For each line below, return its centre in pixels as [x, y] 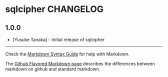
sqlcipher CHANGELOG [54, 9]
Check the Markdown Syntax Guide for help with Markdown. [67, 54]
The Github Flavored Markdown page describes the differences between [80, 64]
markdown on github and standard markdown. [53, 69]
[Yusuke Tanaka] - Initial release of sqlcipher [58, 39]
